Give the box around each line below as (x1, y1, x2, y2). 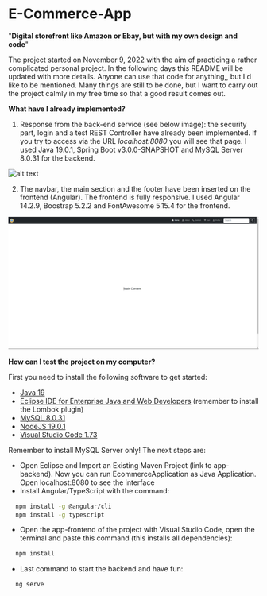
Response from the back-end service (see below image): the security (19, 119, 247, 129)
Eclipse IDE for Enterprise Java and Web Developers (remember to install (19, 396, 259, 405)
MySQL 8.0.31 (19, 412, 66, 422)
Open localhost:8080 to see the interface (19, 478, 155, 487)
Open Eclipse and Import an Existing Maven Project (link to (19, 460, 212, 470)
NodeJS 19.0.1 (19, 421, 66, 431)
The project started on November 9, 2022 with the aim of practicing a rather (8, 55, 257, 64)
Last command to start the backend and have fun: (19, 564, 184, 574)
